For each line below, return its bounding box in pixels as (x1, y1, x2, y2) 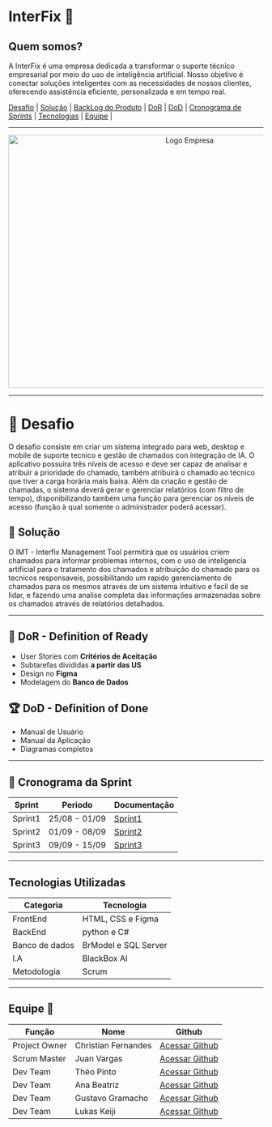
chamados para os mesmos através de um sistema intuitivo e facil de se (8, 581, 249, 591)
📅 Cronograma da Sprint (8, 775, 132, 789)
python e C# (82, 927, 130, 937)
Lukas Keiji (74, 1105, 116, 1116)
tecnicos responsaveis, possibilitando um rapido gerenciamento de (8, 573, 232, 583)
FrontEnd (12, 913, 47, 924)
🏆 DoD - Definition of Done (8, 701, 148, 715)
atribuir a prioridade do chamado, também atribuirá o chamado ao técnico (8, 467, 255, 477)
